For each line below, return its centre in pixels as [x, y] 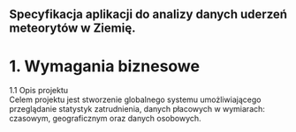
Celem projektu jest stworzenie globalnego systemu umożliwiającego [135, 99]
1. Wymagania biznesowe [105, 66]
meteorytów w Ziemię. [72, 29]
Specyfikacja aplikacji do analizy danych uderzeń [148, 15]
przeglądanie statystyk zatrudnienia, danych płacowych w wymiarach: [137, 109]
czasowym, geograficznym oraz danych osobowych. [105, 119]
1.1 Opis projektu [39, 91]
